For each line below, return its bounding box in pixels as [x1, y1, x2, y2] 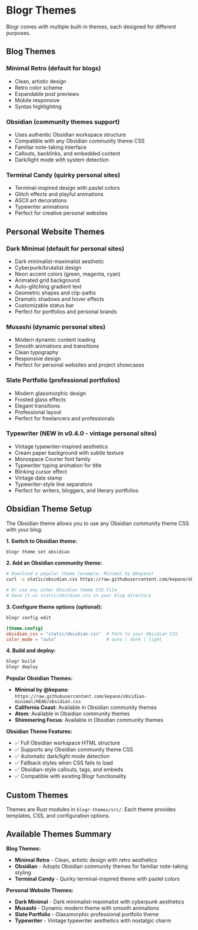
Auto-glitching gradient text [14, 283, 82, 290]
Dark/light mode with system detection [14, 156, 109, 163]
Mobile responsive [14, 96, 60, 103]
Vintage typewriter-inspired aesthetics [14, 443, 108, 450]
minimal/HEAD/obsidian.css [14, 699, 81, 705]
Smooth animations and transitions [14, 342, 99, 349]
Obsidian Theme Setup [6, 504, 93, 514]
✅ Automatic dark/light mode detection [14, 753, 110, 760]
